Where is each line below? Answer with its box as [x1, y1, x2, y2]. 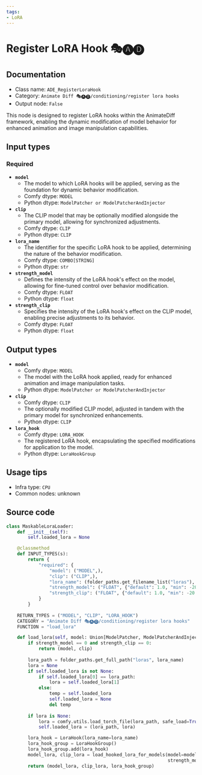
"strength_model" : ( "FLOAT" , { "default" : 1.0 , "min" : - [49, 585, 192, 591]
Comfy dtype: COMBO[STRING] [23, 257, 95, 264]
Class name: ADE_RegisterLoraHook [14, 86, 101, 93]
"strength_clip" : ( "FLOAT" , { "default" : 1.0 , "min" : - [49, 590, 189, 596]
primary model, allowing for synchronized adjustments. [23, 218, 161, 226]
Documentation [6, 70, 66, 80]
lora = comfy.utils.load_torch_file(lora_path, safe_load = [38, 718, 189, 724]
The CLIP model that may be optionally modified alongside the [23, 212, 179, 219]
